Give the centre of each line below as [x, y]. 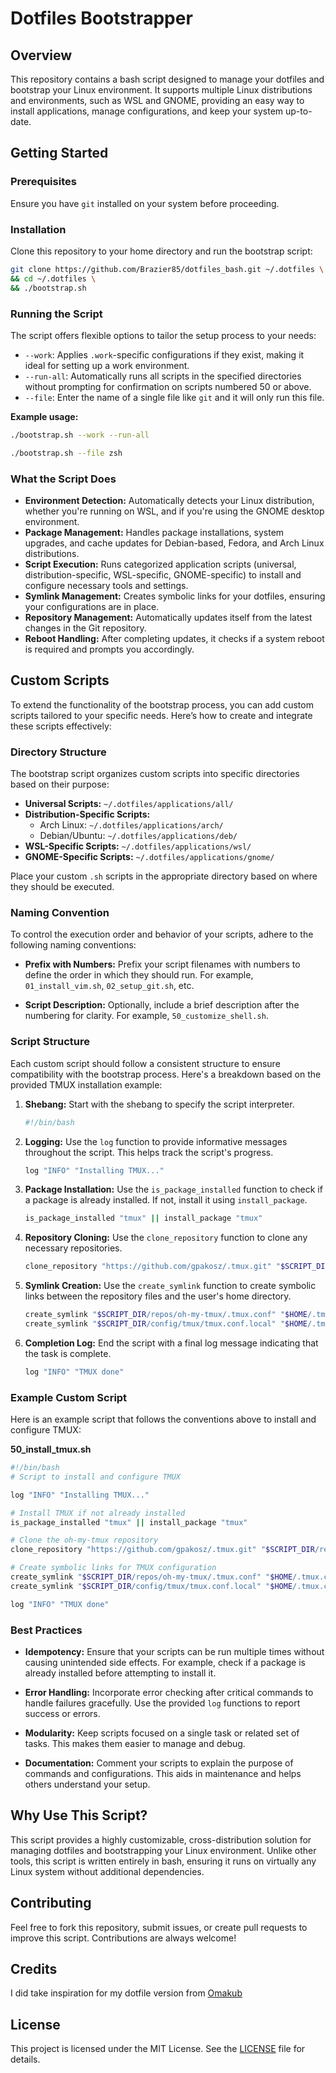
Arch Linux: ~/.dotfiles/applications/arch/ [131, 825]
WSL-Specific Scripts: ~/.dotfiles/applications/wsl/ [138, 846]
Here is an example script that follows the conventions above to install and [163, 1419]
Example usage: [44, 416]
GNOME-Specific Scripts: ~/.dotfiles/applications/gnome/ [149, 857]
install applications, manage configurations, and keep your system [147, 111]
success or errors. [62, 1713]
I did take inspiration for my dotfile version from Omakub [126, 1993]
